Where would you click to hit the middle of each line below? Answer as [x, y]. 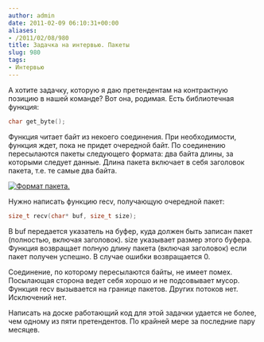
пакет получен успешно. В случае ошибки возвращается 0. [109, 256]
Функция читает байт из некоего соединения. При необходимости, [122, 137]
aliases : [23, 30]
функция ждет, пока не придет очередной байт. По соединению [117, 145]
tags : [17, 60]
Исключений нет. [37, 297]
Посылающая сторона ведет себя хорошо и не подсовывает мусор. [124, 280]
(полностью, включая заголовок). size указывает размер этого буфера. [130, 239]
